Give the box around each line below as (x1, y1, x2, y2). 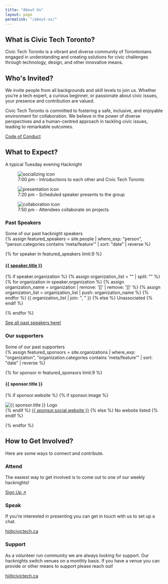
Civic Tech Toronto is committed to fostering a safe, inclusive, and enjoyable (5, 108, 163, 114)
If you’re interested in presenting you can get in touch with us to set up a (5, 513, 155, 519)
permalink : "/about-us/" (5, 17, 57, 22)
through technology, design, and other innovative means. (5, 59, 123, 65)
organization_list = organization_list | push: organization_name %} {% (5, 289, 149, 296)
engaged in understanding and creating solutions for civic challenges (5, 54, 148, 60)
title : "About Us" (5, 7, 44, 13)
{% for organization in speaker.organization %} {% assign (5, 279, 124, 285)
